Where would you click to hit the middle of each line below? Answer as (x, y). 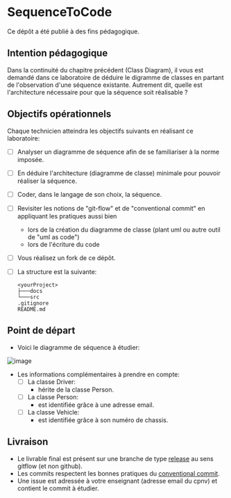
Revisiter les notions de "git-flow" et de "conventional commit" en (111, 208)
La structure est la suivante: (57, 271)
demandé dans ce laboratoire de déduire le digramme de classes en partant (115, 77)
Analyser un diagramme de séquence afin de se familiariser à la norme (118, 152)
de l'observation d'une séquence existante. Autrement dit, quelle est (105, 85)
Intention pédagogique (58, 53)
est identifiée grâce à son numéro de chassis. (103, 420)
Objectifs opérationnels (59, 114)
